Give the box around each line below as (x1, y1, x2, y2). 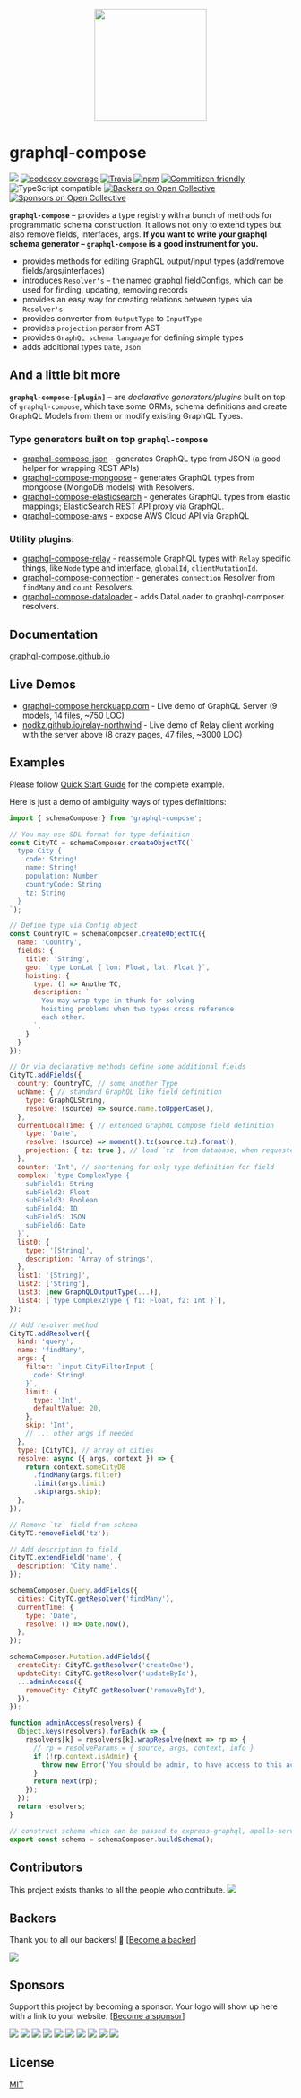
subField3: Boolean (25, 1196, 99, 1205)
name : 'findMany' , (17, 1346, 87, 1355)
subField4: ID (25, 1204, 78, 1213)
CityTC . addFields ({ (9, 1071, 82, 1080)
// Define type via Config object (9, 921, 139, 931)
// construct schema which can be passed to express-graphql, (9, 1826, 246, 1835)
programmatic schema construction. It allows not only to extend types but (9, 219, 282, 230)
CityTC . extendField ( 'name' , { (9, 1553, 123, 1562)
